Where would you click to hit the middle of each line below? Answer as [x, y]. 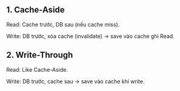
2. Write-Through [40, 55]
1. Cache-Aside [35, 10]
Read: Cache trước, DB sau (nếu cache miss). [63, 24]
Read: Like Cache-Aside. [37, 69]
